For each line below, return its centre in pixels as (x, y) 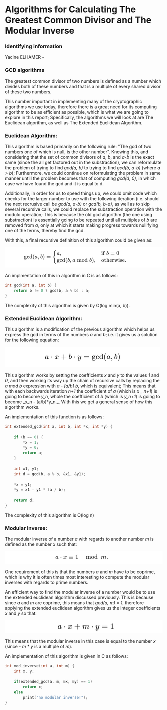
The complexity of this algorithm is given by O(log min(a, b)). (68, 305)
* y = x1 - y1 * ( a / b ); (40, 490)
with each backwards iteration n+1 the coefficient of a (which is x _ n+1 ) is (81, 391)
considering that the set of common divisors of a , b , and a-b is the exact (80, 157)
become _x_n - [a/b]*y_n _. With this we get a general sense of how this (79, 402)
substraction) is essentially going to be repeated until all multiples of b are (81, 220)
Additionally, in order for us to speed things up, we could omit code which (81, 193)
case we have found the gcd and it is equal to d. (54, 184)
